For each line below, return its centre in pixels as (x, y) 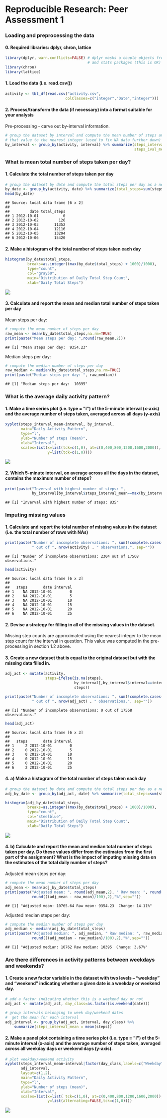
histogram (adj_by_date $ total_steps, (43, 803)
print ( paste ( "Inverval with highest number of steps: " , (65, 489)
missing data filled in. (28, 663)
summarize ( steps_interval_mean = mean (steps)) (63, 1027)
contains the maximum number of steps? (48, 478)
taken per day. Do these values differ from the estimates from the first (79, 852)
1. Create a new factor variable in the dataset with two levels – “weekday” (83, 978)
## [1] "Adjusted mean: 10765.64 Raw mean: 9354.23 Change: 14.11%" (79, 906)
